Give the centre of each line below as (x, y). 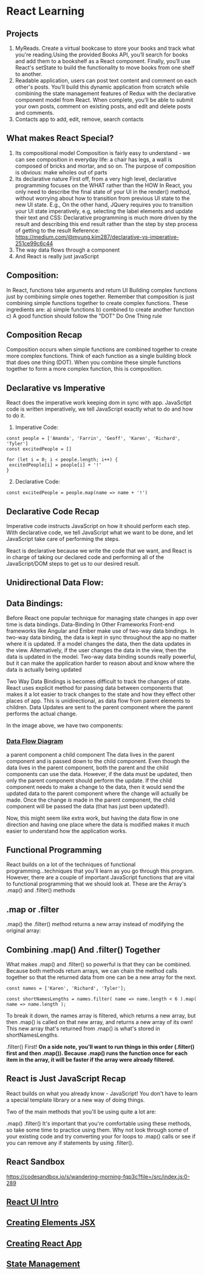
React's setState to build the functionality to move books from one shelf (105, 67)
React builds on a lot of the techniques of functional (71, 865)
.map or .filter (33, 909)
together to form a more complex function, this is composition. (84, 369)
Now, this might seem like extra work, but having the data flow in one (93, 818)
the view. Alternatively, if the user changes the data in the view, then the (96, 650)
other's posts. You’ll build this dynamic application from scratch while (102, 87)
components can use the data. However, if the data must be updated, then (99, 774)
